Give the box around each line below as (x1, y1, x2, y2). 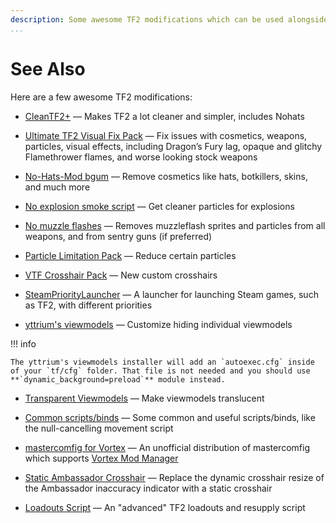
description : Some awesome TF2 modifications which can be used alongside (10, 14, 329, 25)
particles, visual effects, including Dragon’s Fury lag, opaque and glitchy (24, 140, 323, 152)
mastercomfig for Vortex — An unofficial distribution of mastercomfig (24, 441, 310, 453)
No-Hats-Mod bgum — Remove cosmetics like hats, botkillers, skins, (24, 170, 308, 182)
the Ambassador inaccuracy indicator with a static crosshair (24, 482, 273, 494)
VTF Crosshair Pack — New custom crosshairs (24, 269, 218, 281)
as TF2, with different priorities (24, 299, 153, 311)
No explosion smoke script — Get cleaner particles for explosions (24, 200, 295, 212)
